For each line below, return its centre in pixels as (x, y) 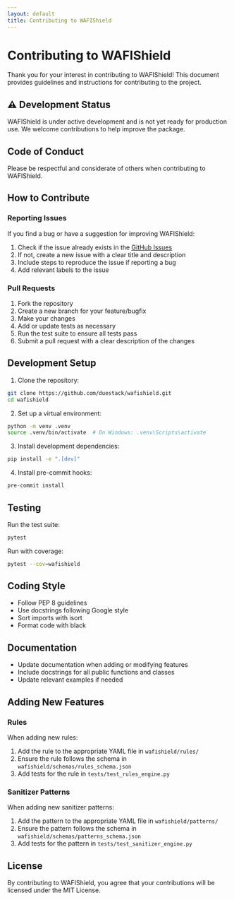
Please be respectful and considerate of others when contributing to (106, 168)
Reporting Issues (37, 218)
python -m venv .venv (39, 426)
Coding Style (36, 586)
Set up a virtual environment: (60, 413)
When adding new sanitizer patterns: (61, 807)
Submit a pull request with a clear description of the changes (106, 341)
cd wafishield (28, 400)
